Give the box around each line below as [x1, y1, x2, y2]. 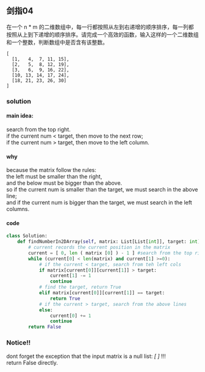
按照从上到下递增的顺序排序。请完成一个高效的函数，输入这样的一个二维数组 [6, 31, 199, 38]
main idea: [6, 112, 34, 119]
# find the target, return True [38, 284, 121, 291]
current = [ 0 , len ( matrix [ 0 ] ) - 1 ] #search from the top [28, 250, 192, 256]
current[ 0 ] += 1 [49, 313, 92, 319]
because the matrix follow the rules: [6, 166, 96, 174]
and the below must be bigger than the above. [6, 179, 123, 187]
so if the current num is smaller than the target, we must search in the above [6, 186, 198, 193]
